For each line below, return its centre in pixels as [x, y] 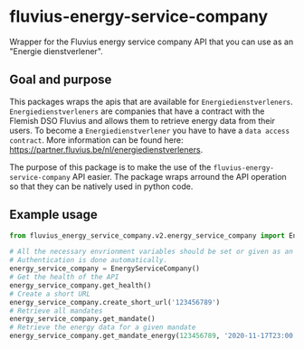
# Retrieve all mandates [56, 311]
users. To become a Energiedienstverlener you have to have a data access [150, 130]
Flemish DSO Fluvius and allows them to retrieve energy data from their [142, 120]
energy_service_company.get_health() [81, 285]
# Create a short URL [50, 294]
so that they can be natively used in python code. [101, 186]
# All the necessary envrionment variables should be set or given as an [152, 252]
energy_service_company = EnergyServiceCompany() [105, 269]
